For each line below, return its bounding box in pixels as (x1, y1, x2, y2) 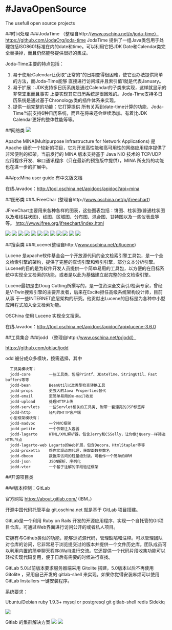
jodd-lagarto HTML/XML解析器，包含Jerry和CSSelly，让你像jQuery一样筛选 (10, 431, 166, 437)
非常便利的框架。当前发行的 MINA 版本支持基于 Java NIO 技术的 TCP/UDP (5, 151, 161, 157)
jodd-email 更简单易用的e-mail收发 (10, 393, 94, 398)
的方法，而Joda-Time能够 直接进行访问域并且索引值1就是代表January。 (12, 78, 164, 84)
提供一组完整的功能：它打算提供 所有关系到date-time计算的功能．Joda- (12, 103, 164, 110)
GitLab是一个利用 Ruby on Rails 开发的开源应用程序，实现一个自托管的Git (5, 517, 160, 523)
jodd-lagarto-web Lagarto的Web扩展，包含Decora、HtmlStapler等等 (10, 443, 145, 448)
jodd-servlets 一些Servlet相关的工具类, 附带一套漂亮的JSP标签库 (10, 404, 145, 410)
